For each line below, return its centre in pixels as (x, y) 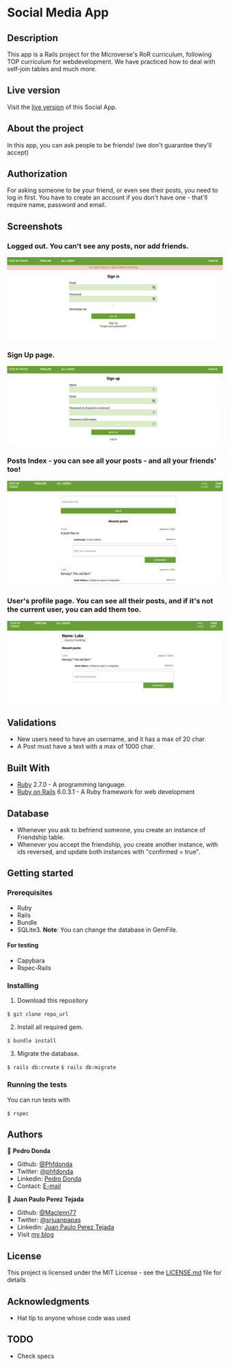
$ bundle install (32, 1041)
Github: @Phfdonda (45, 1164)
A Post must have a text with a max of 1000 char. (86, 747)
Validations (32, 722)
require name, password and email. (57, 205)
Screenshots (35, 227)
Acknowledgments (49, 1302)
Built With (28, 768)
